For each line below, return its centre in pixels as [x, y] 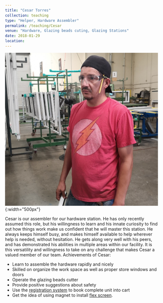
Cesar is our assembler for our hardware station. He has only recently [75, 219]
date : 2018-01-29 [23, 36]
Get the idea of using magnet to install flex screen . [62, 295]
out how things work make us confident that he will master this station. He [79, 229]
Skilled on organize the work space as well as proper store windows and [84, 269]
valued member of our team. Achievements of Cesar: [58, 255]
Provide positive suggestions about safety [54, 285]
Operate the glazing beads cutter [45, 280]
